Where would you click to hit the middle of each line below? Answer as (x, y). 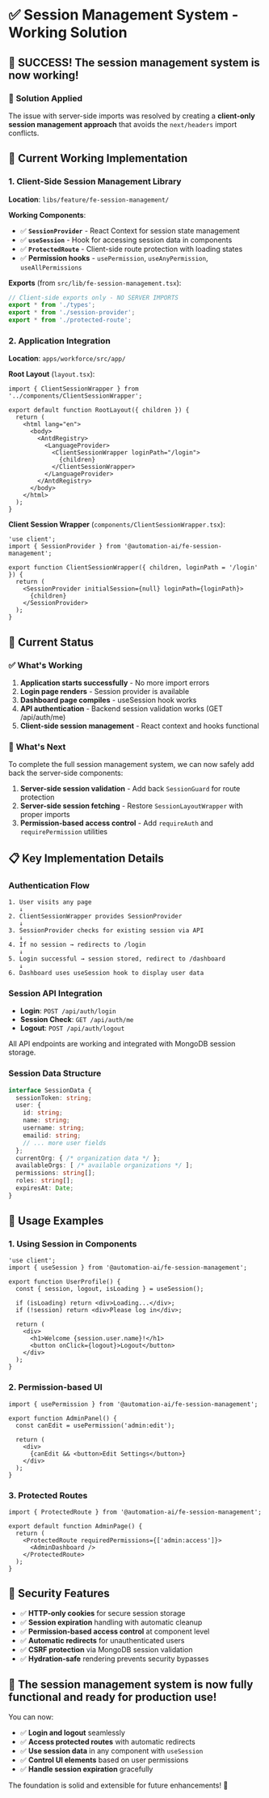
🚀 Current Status (51, 642)
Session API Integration (55, 993)
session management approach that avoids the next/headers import (123, 124)
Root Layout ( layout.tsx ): (52, 374)
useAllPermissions (51, 268)
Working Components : (47, 215)
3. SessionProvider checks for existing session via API (106, 931)
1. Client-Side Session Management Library (95, 181)
